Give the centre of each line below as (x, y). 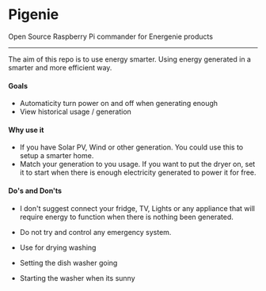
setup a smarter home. (57, 156)
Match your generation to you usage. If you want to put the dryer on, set (137, 164)
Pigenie (34, 15)
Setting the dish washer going (68, 263)
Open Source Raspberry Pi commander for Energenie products (111, 36)
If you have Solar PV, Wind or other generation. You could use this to (131, 147)
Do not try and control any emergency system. (95, 232)
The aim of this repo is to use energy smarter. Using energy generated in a (130, 59)
